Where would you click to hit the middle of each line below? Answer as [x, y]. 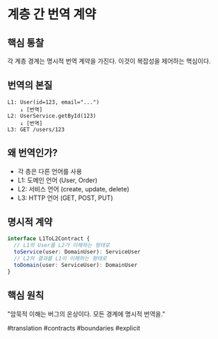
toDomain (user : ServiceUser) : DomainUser [76, 265]
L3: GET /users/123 [36, 129]
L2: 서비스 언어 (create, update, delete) [73, 189]
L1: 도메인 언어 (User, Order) [57, 180]
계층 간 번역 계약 [52, 14]
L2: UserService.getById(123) [52, 116]
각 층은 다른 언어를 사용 [50, 171]
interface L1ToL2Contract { [49, 239]
